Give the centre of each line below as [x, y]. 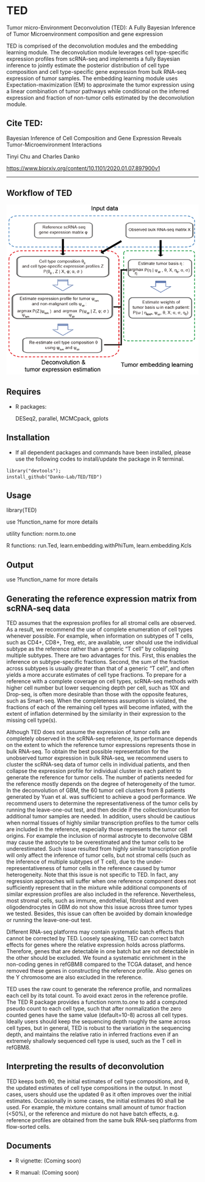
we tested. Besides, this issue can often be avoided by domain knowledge [99, 914]
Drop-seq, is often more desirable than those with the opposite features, [97, 694]
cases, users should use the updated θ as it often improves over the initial [99, 1094]
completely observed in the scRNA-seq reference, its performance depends [102, 738]
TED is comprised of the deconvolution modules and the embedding [92, 46]
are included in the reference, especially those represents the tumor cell [97, 829]
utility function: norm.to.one [41, 534]
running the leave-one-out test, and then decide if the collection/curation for [103, 810]
